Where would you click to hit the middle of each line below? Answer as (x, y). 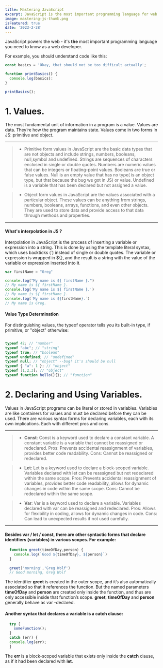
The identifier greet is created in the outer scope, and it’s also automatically (81, 582)
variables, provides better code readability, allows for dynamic (86, 483)
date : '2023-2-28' (24, 28)
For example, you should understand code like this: (56, 56)
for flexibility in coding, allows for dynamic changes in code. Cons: (91, 513)
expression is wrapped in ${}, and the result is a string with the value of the (80, 258)
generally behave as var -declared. (40, 603)
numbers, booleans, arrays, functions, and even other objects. (86, 205)
